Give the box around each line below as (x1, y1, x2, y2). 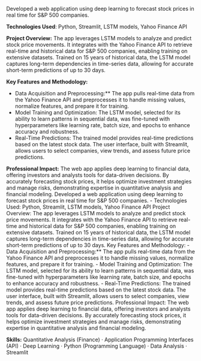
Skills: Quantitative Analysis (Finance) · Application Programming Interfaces (6, 336, 194, 343)
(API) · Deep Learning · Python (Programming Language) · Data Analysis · (6, 342, 187, 350)
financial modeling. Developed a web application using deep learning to (6, 191, 183, 197)
